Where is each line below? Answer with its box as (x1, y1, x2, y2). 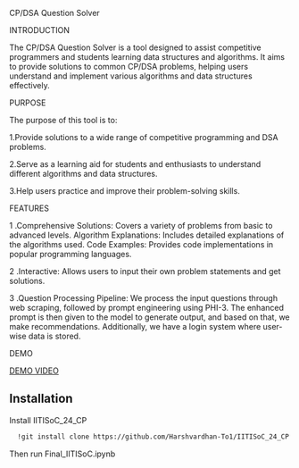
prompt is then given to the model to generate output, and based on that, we (9, 312, 290, 322)
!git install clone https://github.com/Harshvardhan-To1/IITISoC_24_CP (17, 432, 290, 441)
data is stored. (28, 330, 81, 341)
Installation (9, 391, 73, 406)
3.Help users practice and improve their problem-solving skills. (9, 186, 241, 196)
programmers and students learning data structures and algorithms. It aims (9, 52, 286, 62)
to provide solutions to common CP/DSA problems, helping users (9, 62, 248, 71)
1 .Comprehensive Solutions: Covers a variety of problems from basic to (9, 221, 273, 230)
